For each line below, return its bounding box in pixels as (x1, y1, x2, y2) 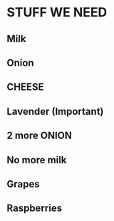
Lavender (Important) (6, 105, 104, 118)
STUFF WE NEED (6, 4, 108, 21)
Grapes (6, 178, 40, 190)
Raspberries (6, 202, 62, 215)
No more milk (6, 154, 67, 166)
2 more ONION (6, 130, 73, 142)
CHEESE (6, 81, 44, 93)
